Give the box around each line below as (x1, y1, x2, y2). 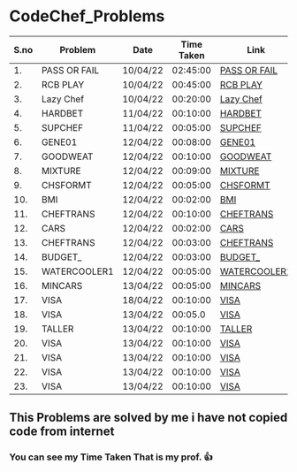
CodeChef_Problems (9, 6, 165, 27)
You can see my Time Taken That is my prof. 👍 (9, 451, 214, 463)
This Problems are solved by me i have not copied (9, 410, 288, 425)
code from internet (9, 424, 115, 439)
